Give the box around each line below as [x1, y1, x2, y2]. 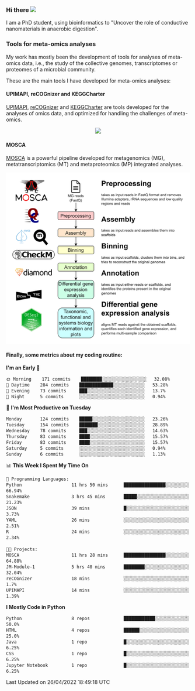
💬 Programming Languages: [6, 476, 69, 483]
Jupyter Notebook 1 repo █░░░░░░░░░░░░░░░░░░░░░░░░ [6, 662, 190, 669]
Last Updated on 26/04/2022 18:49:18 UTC [6, 679, 110, 686]
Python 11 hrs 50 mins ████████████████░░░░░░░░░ [6, 482, 190, 488]
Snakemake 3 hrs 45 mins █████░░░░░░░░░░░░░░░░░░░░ [6, 494, 190, 500]
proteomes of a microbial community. [6, 66, 96, 73]
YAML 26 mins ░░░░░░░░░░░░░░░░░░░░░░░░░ [6, 517, 190, 524]
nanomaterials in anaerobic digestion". [6, 25, 99, 32]
